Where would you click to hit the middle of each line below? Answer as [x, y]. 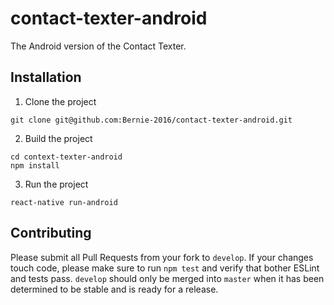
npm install [35, 165]
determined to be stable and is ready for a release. [114, 289]
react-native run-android [64, 202]
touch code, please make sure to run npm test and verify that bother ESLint [165, 268]
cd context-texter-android [66, 157]
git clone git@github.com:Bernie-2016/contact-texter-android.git [151, 120]
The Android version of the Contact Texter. [98, 46]
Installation [46, 77]
